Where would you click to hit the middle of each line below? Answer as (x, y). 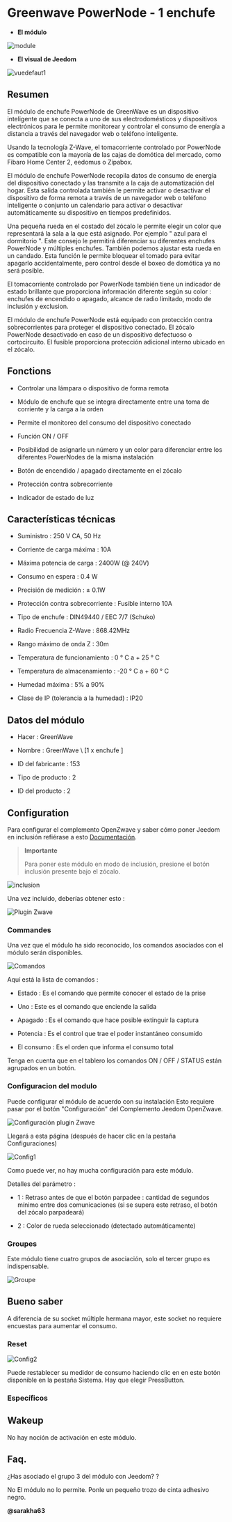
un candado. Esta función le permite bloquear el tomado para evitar (104, 255)
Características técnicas (61, 519)
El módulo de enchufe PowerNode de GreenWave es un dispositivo (103, 111)
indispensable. (28, 1266)
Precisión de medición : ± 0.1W (61, 590)
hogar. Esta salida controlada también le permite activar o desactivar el (109, 190)
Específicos (28, 1398)
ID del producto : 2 (44, 791)
